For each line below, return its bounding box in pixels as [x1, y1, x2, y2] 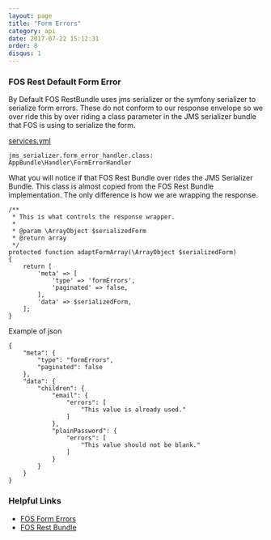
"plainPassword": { [51, 427, 117, 436]
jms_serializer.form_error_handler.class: [8, 151, 154, 160]
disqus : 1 [8, 49, 42, 57]
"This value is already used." [80, 406, 186, 414]
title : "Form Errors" [8, 19, 82, 28]
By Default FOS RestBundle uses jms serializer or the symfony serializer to [8, 95, 256, 104]
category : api [8, 27, 57, 35]
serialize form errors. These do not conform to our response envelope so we [8, 103, 264, 113]
